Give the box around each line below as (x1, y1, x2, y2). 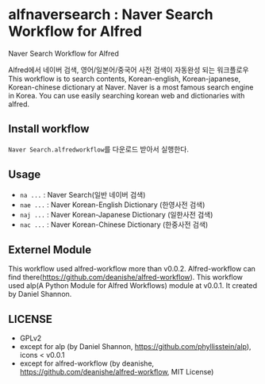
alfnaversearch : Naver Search (8, 6, 213, 24)
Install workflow (8, 122, 90, 136)
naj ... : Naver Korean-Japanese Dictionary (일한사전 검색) (19, 209, 213, 219)
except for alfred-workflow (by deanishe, (19, 359, 155, 368)
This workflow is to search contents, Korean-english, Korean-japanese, (8, 74, 241, 83)
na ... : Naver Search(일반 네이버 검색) (19, 190, 146, 199)
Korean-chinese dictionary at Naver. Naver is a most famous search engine (8, 82, 254, 92)
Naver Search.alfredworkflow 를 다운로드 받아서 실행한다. (8, 144, 189, 154)
